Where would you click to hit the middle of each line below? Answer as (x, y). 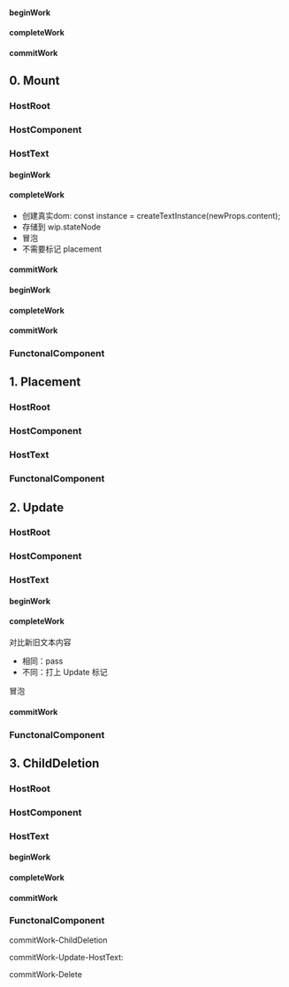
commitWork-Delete (46, 974)
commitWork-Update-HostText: (66, 957)
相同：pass (42, 661)
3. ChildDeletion (54, 763)
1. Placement (45, 382)
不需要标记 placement (61, 249)
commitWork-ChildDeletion (58, 940)
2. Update (37, 507)
